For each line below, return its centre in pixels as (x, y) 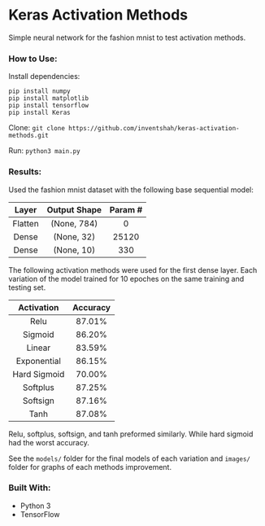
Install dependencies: (44, 77)
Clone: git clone (37, 128)
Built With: (30, 488)
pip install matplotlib (49, 99)
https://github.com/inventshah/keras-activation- (154, 129)
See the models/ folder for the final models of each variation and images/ (129, 458)
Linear (39, 348)
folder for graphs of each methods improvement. (90, 467)
